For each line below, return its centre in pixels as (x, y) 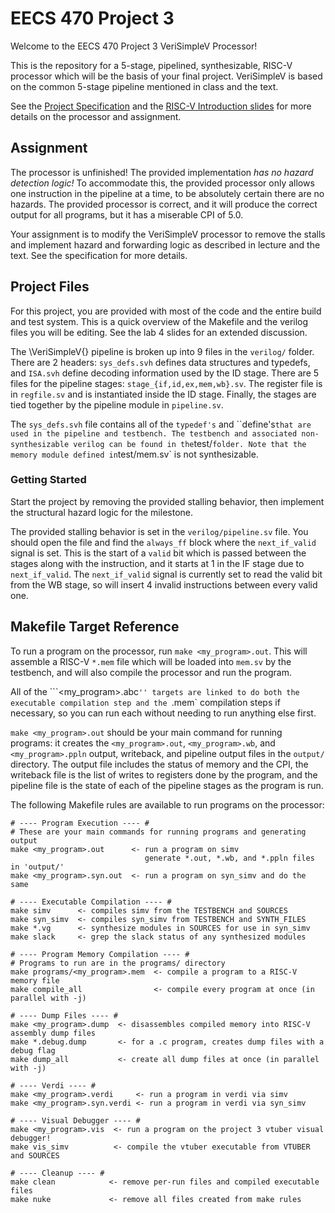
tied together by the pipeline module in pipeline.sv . (117, 404)
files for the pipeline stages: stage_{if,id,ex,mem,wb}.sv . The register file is (166, 383)
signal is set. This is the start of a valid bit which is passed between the (158, 553)
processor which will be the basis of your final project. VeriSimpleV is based (166, 76)
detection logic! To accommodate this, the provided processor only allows (162, 183)
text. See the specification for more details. (99, 255)
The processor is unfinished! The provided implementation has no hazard (162, 172)
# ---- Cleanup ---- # (57, 1173)
